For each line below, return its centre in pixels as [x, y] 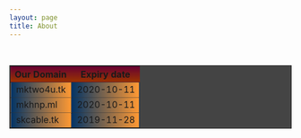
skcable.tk [38, 119]
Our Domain [41, 74]
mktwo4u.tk [41, 89]
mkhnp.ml [37, 104]
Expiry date [105, 74]
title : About [34, 26]
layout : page [34, 17]
